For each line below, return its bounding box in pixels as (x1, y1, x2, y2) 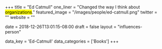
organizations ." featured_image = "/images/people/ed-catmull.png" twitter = (5, 9, 158, 15)
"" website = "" (5, 15, 35, 20)
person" (5, 29, 21, 34)
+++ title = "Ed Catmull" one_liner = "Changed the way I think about (5, 4, 140, 10)
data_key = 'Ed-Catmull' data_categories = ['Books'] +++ (5, 38, 119, 44)
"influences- (118, 24, 143, 30)
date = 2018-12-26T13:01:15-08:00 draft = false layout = (5, 24, 117, 30)
